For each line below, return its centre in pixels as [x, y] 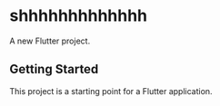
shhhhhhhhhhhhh [79, 16]
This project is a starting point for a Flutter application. [111, 91]
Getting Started [54, 69]
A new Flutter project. [50, 41]
